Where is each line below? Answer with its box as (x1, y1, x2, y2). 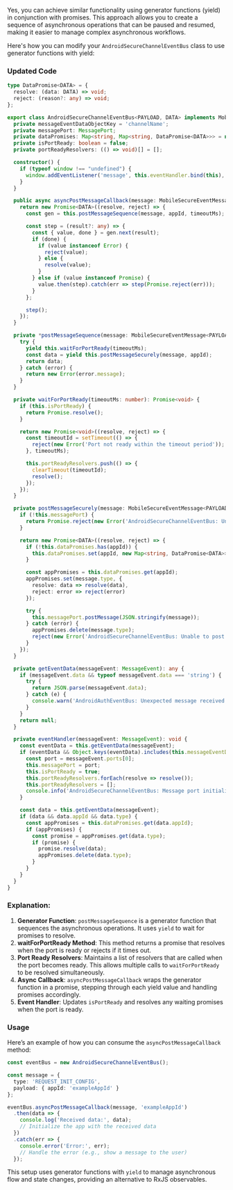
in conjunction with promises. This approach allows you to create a (7, 13, 198, 22)
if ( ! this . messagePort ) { (19, 511, 95, 519)
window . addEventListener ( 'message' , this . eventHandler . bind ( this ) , (25, 172, 225, 179)
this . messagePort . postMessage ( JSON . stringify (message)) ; (32, 613, 200, 621)
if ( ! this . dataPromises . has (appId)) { (25, 543, 138, 550)
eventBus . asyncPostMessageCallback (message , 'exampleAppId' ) (7, 1104, 188, 1111)
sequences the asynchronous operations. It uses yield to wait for (17, 924, 205, 932)
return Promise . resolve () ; (25, 409, 104, 416)
